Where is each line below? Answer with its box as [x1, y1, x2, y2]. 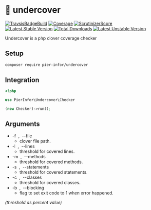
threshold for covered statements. [19, 169, 88, 175]
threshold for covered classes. [19, 179, 81, 185]
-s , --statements [12, 164, 49, 170]
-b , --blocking [12, 185, 44, 190]
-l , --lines [12, 143, 35, 149]
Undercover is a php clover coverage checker [5, 35, 97, 41]
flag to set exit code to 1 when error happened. [19, 190, 113, 196]
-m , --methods [12, 153, 46, 159]
